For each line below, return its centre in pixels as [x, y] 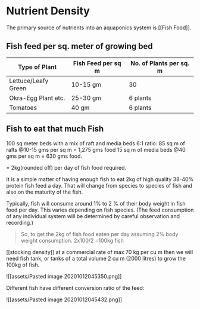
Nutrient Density [48, 11]
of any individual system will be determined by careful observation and [93, 216]
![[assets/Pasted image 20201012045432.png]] [64, 299]
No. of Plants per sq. [160, 63]
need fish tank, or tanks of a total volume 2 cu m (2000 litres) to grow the [96, 258]
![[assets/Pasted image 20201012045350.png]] [64, 276]
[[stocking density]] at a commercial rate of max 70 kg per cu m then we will [100, 252]
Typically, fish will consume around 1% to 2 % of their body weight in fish [96, 203]
